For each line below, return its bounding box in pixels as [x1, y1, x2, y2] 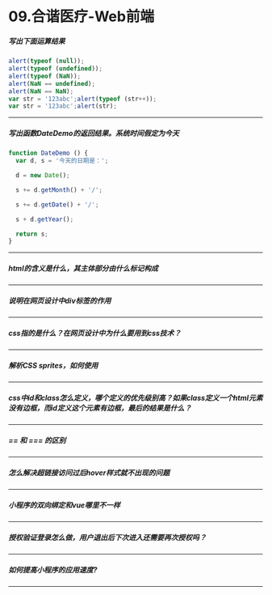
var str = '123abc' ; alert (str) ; [8, 102, 117, 110]
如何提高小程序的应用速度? [8, 564, 98, 575]
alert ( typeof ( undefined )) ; [8, 65, 103, 73]
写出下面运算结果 [8, 36, 65, 45]
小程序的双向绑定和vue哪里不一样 [8, 499, 121, 510]
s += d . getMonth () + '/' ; [15, 185, 103, 194]
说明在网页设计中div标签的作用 [8, 295, 111, 305]
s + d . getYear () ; [15, 215, 74, 223]
